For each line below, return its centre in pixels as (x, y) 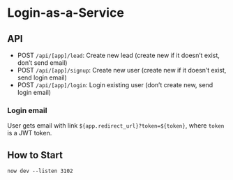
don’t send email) (42, 63)
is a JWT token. (30, 133)
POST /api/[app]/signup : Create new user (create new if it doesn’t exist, (122, 70)
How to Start (35, 155)
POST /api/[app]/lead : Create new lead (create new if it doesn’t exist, (118, 55)
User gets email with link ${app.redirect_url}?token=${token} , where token (116, 126)
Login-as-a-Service (66, 13)
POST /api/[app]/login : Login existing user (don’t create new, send (115, 85)
